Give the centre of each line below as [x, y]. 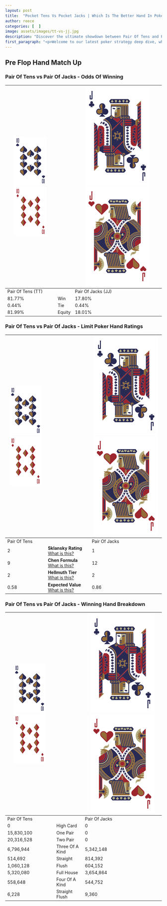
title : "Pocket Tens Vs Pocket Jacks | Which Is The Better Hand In [79, 16]
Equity [64, 312]
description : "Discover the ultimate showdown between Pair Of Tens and [82, 37]
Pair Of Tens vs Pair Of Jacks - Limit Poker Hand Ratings [74, 326]
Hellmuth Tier [62, 572]
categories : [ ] [23, 26]
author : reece [20, 21]
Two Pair [65, 839]
